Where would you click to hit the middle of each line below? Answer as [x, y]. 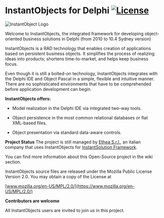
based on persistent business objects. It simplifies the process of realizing [80, 54]
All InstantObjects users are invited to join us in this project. [65, 210]
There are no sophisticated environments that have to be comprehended [78, 84]
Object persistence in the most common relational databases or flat [80, 117]
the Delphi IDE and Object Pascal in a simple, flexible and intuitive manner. [80, 79]
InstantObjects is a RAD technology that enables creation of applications [78, 48]
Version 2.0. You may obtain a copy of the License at [58, 176]
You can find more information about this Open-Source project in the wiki [79, 157]
